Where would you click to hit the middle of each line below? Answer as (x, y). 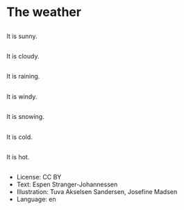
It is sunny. (22, 36)
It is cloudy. (23, 56)
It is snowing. (25, 117)
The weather (44, 12)
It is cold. (19, 137)
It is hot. (18, 156)
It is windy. (22, 96)
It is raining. (23, 76)
